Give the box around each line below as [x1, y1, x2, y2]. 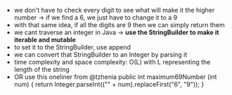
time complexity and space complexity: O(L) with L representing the [13, 58, 211, 66]
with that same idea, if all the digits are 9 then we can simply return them [13, 21, 225, 29]
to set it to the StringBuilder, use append [13, 43, 131, 51]
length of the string [13, 66, 70, 73]
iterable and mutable [13, 36, 76, 44]
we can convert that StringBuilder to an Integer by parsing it [13, 50, 188, 59]
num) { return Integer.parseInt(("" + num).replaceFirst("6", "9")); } [13, 80, 205, 88]
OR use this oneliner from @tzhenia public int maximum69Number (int [13, 73, 217, 81]
